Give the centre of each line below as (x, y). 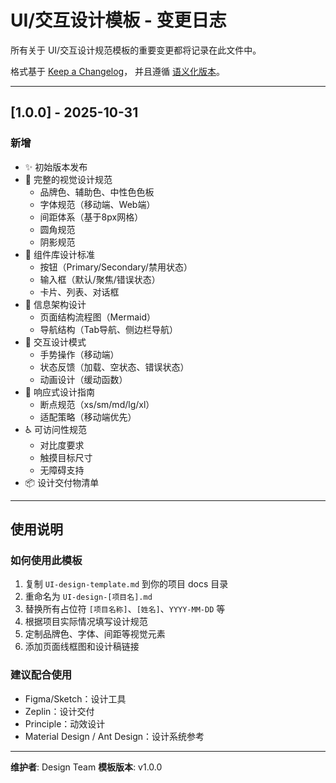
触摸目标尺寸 (66, 457)
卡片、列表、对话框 (79, 292)
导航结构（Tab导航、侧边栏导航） (109, 329)
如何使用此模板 (46, 560)
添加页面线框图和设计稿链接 (82, 647)
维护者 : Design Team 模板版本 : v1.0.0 (86, 767)
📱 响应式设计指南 (59, 392)
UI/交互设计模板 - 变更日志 (118, 20)
